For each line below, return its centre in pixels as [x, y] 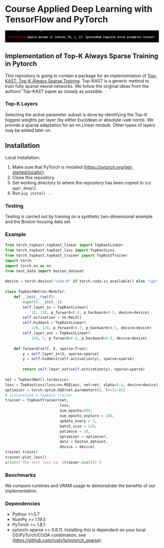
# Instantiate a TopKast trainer [39, 395]
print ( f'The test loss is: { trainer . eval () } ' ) [53, 462]
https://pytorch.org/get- [109, 167]
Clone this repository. [34, 177]
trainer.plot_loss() [26, 457]
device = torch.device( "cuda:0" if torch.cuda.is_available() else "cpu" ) [83, 281]
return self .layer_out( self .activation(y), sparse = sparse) [84, 369]
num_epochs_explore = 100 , [87, 416]
